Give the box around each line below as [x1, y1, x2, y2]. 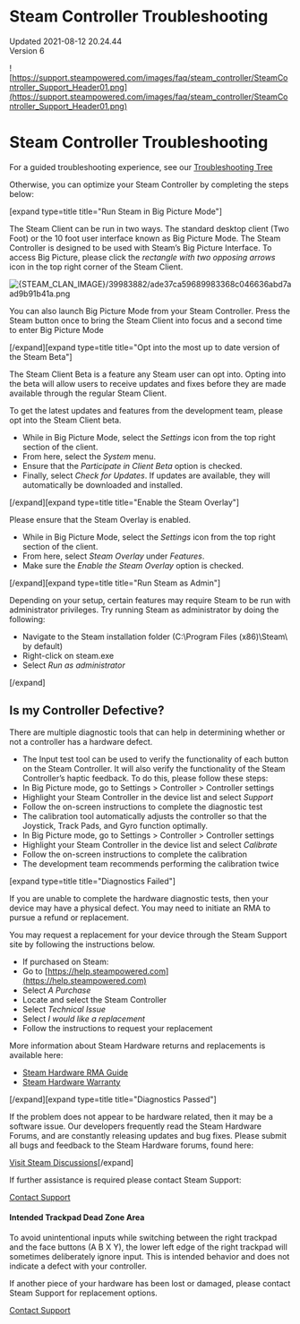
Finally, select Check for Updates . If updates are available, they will [21, 470, 270, 481]
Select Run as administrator [21, 660, 125, 671]
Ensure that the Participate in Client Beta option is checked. [21, 460, 243, 471]
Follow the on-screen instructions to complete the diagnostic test [21, 801, 263, 812]
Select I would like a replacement [21, 1013, 146, 1024]
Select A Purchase [21, 985, 91, 995]
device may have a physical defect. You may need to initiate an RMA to [9, 902, 271, 913]
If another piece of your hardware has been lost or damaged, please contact [9, 1277, 291, 1288]
